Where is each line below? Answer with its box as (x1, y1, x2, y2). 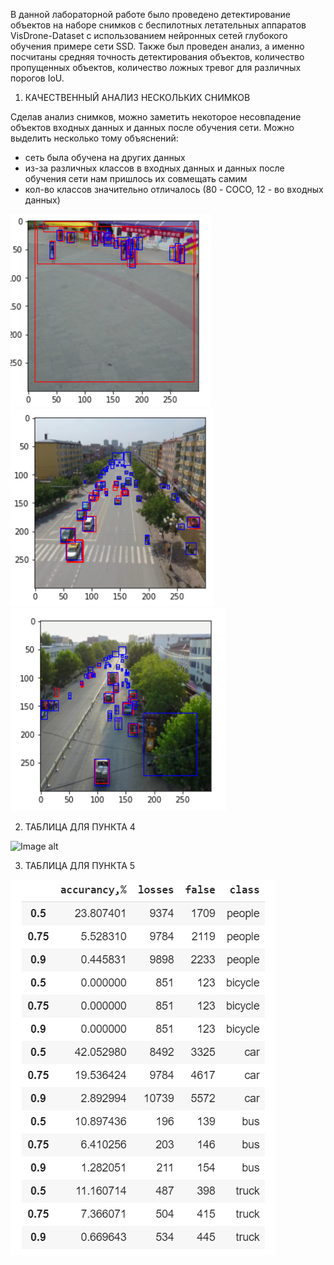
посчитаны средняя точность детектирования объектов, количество (10, 51, 305, 63)
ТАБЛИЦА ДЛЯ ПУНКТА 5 (24, 860, 136, 871)
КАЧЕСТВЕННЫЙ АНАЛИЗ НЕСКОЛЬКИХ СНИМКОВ (24, 92, 251, 103)
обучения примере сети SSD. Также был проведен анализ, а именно (10, 40, 305, 52)
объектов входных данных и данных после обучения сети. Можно (10, 122, 295, 133)
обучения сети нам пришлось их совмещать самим (24, 173, 248, 184)
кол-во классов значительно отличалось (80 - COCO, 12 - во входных (24, 184, 324, 195)
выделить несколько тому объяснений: (10, 132, 179, 144)
